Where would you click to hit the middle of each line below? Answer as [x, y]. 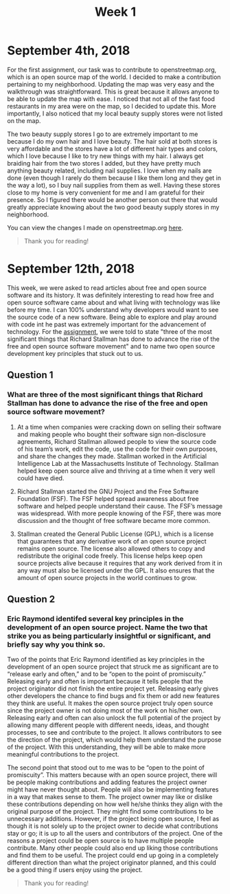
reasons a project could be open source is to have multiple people [101, 841]
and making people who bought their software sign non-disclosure [111, 434]
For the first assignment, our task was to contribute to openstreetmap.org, [112, 69]
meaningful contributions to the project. [63, 755]
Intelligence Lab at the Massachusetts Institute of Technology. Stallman [118, 463]
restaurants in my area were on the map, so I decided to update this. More [112, 106]
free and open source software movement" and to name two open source [111, 346]
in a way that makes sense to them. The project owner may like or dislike [110, 797]
